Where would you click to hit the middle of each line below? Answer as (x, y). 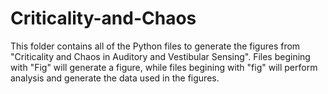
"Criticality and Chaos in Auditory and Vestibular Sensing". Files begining (160, 56)
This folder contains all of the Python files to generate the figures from (155, 46)
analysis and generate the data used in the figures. (115, 78)
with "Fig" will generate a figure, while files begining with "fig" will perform (164, 67)
